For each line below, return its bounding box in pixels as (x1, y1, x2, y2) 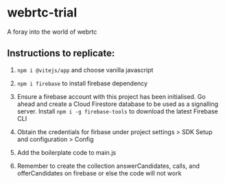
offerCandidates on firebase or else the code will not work (16, 169, 182, 177)
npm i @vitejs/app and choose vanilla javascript (16, 65, 154, 74)
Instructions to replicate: (7, 47, 115, 59)
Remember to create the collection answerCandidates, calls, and (16, 162, 200, 170)
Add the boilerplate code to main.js (16, 148, 117, 156)
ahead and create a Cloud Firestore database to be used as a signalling (16, 100, 219, 108)
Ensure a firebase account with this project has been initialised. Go (16, 92, 206, 100)
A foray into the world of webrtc (7, 28, 97, 36)
